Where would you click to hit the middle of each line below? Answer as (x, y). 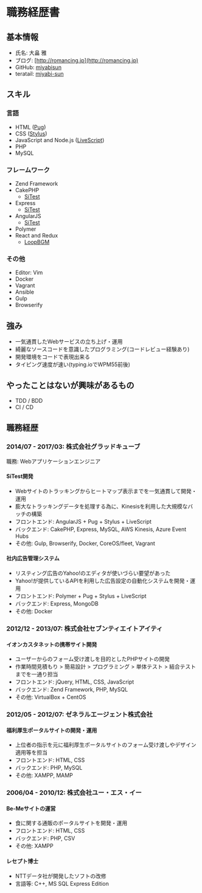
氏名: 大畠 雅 (31, 53)
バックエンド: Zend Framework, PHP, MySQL (71, 690)
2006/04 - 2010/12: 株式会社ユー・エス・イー (74, 793)
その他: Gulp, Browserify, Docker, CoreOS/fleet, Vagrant (85, 543)
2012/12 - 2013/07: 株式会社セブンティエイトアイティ (85, 628)
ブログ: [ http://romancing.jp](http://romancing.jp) (77, 60)
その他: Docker (34, 611)
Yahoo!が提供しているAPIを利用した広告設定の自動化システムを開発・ (103, 581)
